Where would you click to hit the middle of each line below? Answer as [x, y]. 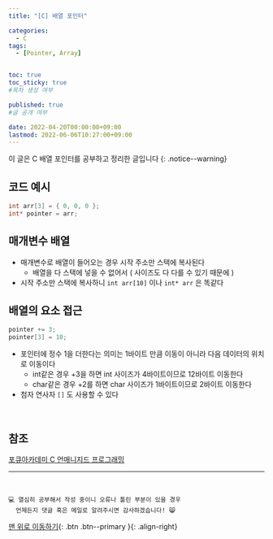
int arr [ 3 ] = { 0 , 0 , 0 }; [54, 206]
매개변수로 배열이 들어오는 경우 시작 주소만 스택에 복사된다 [113, 262]
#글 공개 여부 [28, 112]
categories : [28, 30]
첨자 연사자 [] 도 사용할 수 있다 [69, 394]
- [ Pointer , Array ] [49, 54]
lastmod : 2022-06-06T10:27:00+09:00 [70, 135]
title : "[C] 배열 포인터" [48, 16]
